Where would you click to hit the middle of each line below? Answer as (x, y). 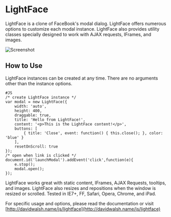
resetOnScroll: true (36, 147)
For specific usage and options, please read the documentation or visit (80, 203)
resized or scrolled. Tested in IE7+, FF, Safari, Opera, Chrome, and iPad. (81, 194)
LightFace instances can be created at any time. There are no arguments (82, 78)
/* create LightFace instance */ (41, 97)
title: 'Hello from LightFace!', (50, 119)
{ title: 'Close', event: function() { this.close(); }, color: (93, 133)
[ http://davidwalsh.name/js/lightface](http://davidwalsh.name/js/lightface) (83, 209)
